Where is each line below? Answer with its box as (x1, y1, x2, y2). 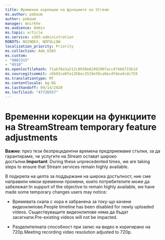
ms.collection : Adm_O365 (5, 48, 56, 53)
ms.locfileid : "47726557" (5, 90, 58, 95)
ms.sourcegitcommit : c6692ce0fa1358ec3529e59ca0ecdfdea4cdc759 (5, 71, 138, 76)
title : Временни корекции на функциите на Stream (5, 7, 109, 12)
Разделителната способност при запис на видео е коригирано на (12, 224, 151, 230)
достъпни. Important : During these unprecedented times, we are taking (5, 159, 150, 165)
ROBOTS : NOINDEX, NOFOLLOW (5, 39, 61, 44)
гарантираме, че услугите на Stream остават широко (5, 153, 117, 159)
